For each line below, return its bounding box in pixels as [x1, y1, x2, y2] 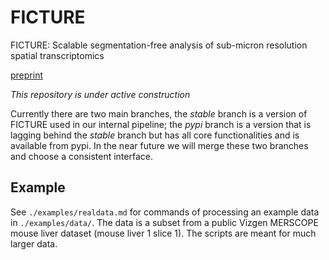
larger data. [10, 237, 58, 250]
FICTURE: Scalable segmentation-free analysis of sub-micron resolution [10, 39, 308, 51]
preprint [10, 69, 43, 81]
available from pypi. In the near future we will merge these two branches [10, 139, 309, 151]
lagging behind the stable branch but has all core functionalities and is [10, 129, 300, 141]
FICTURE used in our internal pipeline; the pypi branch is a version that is [10, 118, 312, 130]
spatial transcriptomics [10, 49, 105, 61]
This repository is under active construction [10, 88, 191, 100]
